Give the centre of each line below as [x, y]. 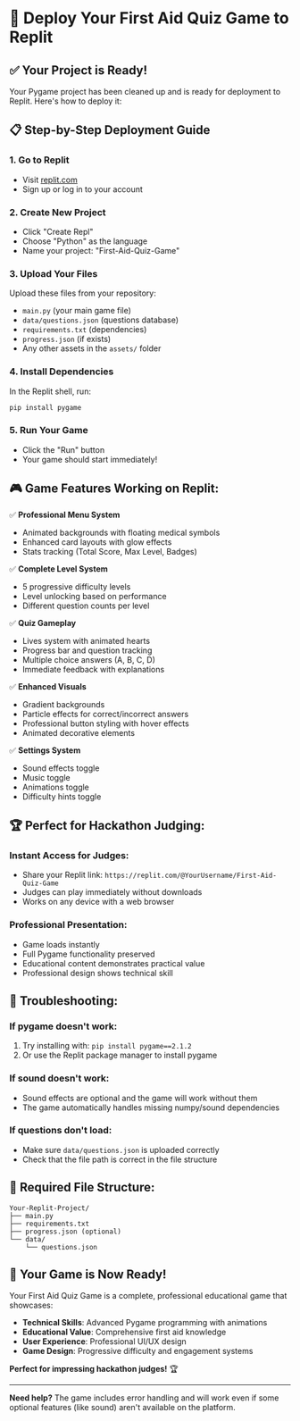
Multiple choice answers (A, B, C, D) [89, 659]
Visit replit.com [50, 180]
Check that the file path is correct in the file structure [120, 1159]
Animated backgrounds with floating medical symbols [121, 532]
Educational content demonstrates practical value [113, 963]
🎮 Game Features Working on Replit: [114, 489]
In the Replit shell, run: [50, 391]
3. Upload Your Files [54, 273]
